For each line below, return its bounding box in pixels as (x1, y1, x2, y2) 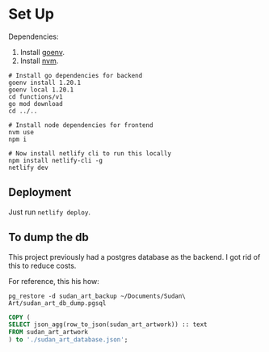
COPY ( (8, 313, 31, 321)
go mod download (8, 100, 63, 108)
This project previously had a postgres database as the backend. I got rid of (8, 252, 261, 261)
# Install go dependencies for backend (8, 71, 143, 79)
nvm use (8, 128, 35, 136)
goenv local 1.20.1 (8, 86, 74, 94)
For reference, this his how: (8, 276, 99, 286)
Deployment (8, 185, 72, 199)
